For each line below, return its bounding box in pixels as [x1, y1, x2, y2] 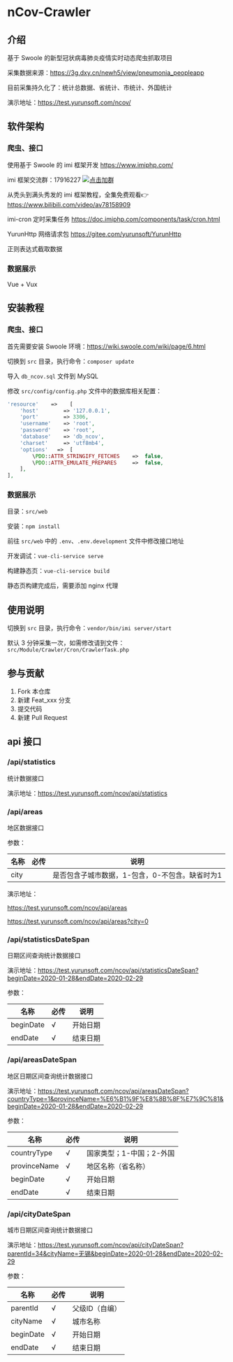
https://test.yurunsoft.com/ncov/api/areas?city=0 [7, 917, 149, 925]
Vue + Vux [7, 280, 38, 288]
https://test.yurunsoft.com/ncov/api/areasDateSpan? [38, 1086, 190, 1095]
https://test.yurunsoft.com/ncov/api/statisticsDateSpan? [38, 966, 199, 974]
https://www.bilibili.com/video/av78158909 [7, 200, 131, 208]
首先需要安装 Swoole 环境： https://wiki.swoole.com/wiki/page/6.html [7, 342, 206, 350]
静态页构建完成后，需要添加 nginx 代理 [7, 581, 119, 590]
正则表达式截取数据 [7, 244, 63, 253]
